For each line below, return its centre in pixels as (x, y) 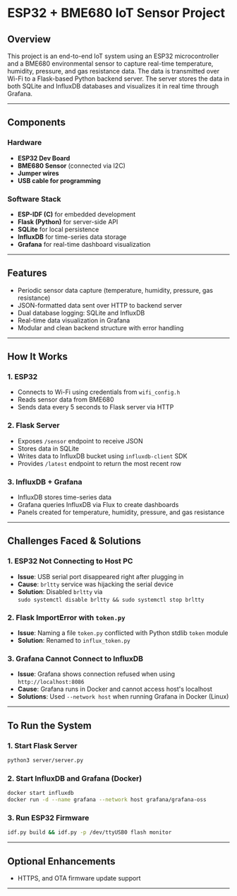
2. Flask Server (34, 426)
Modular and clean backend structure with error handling (101, 327)
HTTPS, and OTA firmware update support (79, 878)
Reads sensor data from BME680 (66, 400)
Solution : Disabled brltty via (60, 591)
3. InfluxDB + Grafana (45, 482)
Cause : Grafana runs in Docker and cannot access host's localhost (115, 689)
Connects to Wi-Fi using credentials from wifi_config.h (99, 392)
